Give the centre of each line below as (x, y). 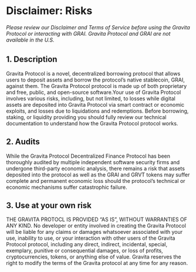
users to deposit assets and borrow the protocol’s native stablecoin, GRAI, (95, 80)
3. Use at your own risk (49, 205)
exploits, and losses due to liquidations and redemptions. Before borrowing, (97, 111)
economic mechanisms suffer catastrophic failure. (67, 187)
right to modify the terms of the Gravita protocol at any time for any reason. (97, 263)
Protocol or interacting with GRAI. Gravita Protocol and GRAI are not (88, 33)
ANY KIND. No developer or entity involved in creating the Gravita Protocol (96, 226)
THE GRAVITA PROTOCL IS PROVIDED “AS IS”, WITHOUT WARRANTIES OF (97, 220)
